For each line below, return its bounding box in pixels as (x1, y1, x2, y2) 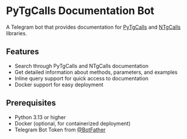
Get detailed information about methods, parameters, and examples (14, 69, 178, 76)
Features (6, 47, 39, 57)
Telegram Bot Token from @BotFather (14, 126, 106, 133)
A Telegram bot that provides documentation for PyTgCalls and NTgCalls (6, 23, 181, 30)
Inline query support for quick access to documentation (14, 74, 149, 82)
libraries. (6, 29, 27, 36)
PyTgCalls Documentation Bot (6, 4, 155, 18)
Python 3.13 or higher (14, 113, 66, 121)
